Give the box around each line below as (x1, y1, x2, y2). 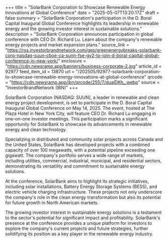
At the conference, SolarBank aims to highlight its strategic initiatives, (5, 178, 149, 184)
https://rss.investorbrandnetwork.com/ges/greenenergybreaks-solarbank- (7, 47, 162, 53)
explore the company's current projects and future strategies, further (5, 225, 148, 231)
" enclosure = (58, 58, 87, 64)
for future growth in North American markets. (5, 200, 99, 206)
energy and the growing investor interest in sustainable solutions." (5, 26, 142, 32)
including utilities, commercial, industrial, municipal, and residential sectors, (5, 158, 162, 163)
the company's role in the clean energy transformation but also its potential (5, 194, 161, 200)
